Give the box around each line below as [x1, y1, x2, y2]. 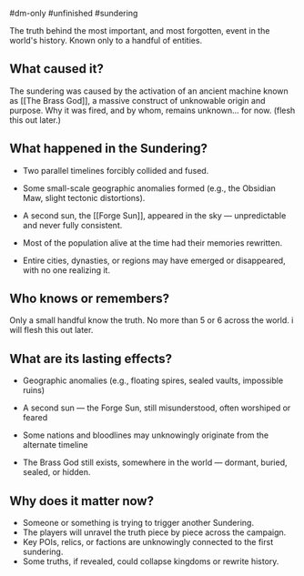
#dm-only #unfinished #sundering [9, 8, 138, 18]
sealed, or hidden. [22, 467, 91, 478]
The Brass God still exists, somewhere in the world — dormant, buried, [22, 457, 289, 468]
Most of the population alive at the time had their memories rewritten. [22, 237, 283, 248]
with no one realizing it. [22, 264, 111, 276]
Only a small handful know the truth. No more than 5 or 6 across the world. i [9, 315, 294, 326]
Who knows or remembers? [9, 291, 170, 307]
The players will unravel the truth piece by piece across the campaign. [22, 527, 287, 538]
